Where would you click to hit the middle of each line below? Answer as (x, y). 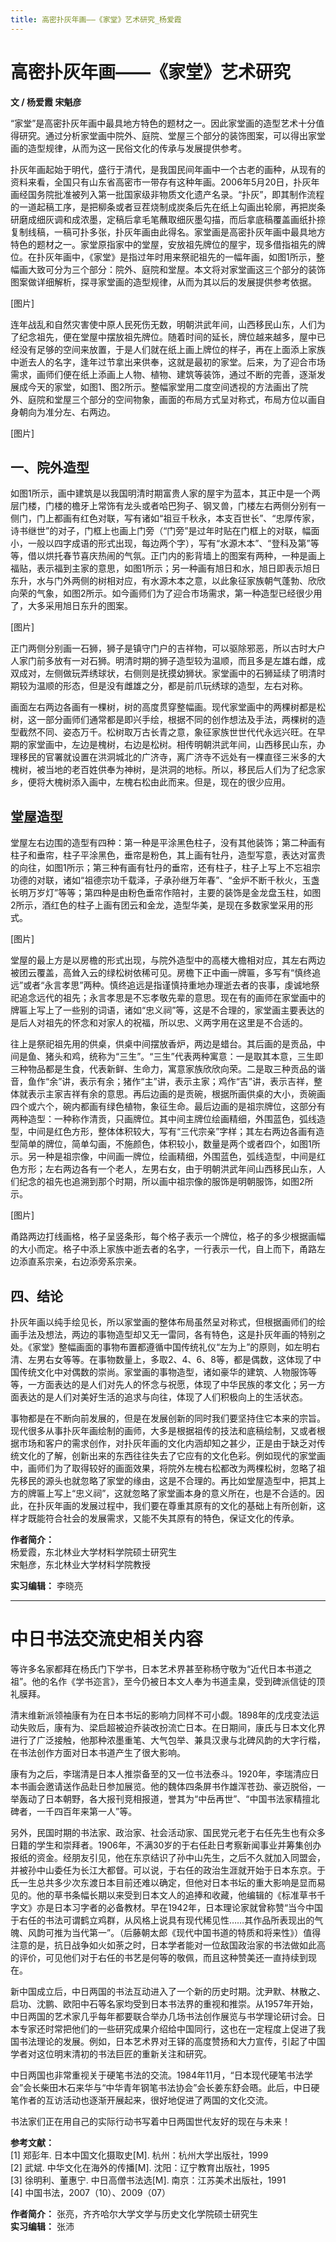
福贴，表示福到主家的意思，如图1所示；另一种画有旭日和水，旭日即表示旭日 (165, 568)
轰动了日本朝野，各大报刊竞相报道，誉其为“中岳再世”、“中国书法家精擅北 (169, 1798)
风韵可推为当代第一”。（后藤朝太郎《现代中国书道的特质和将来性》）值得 (174, 1932)
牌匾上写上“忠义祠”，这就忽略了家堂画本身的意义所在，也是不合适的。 (172, 1493)
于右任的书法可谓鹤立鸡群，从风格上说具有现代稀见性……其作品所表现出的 (162, 1920)
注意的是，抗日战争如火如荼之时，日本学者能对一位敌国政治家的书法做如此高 (168, 1945)
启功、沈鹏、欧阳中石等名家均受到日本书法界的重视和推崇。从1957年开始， (164, 2003)
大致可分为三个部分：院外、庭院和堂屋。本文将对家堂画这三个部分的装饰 (176, 269)
